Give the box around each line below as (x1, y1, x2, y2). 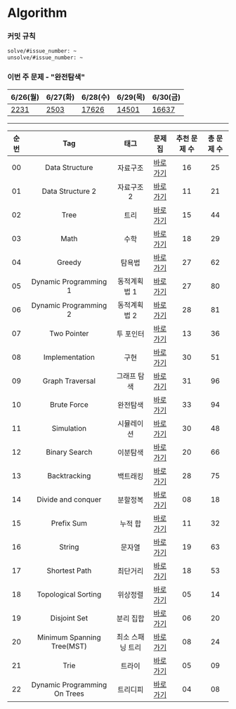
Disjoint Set (50, 613, 88, 623)
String (59, 542, 79, 552)
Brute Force (49, 399, 89, 409)
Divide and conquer (37, 494, 102, 504)
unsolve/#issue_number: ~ (7, 54, 83, 61)
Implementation (43, 352, 95, 362)
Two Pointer (48, 328, 89, 338)
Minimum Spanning (37, 632, 101, 642)
